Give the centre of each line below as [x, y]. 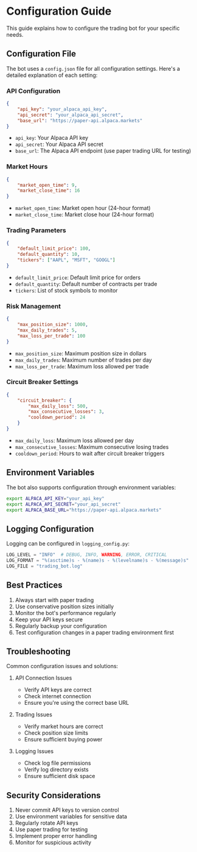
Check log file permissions [57, 763]
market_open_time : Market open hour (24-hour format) [83, 208]
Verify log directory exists [57, 770]
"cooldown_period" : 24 [57, 417]
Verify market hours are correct [64, 726]
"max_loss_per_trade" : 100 [51, 336]
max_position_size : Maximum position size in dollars [81, 353]
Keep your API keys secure [49, 619]
